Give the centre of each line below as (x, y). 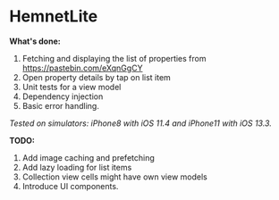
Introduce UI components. (70, 186)
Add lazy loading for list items (77, 167)
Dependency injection (63, 96)
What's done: (35, 41)
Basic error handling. (61, 105)
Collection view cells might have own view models (114, 177)
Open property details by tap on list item (97, 77)
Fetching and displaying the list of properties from (114, 58)
